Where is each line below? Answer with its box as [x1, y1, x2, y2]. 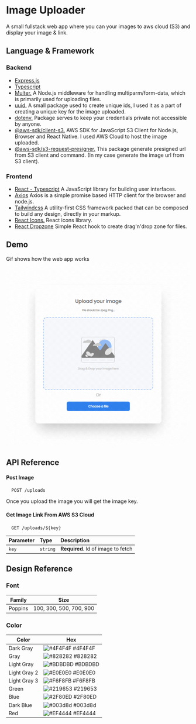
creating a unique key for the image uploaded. [14, 108, 126, 115]
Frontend [6, 172, 33, 180]
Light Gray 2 [8, 669, 39, 676]
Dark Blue [8, 701, 32, 708]
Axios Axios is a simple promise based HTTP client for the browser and [14, 191, 186, 199]
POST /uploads [11, 488, 46, 494]
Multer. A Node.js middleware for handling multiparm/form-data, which [14, 89, 185, 96]
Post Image [6, 474, 34, 481]
